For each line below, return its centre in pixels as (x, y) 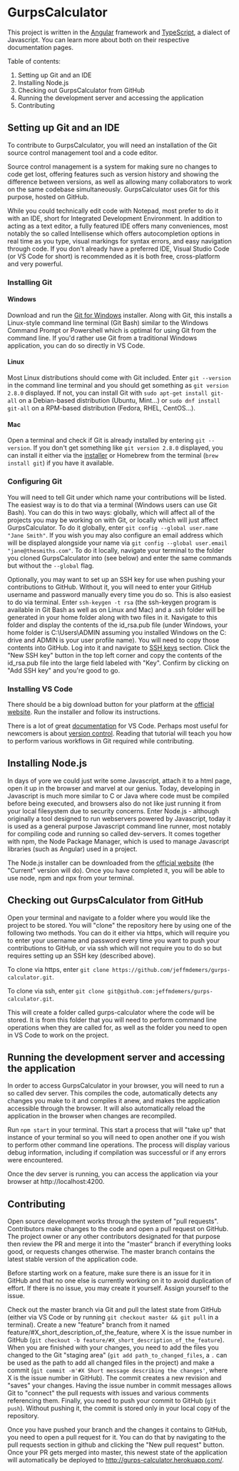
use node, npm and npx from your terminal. (71, 878)
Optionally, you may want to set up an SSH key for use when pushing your (116, 579)
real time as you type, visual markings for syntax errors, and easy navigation (119, 241)
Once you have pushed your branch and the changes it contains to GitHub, (117, 1430)
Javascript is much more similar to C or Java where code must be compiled (118, 795)
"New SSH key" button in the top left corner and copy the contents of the (115, 655)
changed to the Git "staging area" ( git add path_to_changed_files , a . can (117, 1355)
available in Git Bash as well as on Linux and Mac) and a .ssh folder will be (116, 609)
